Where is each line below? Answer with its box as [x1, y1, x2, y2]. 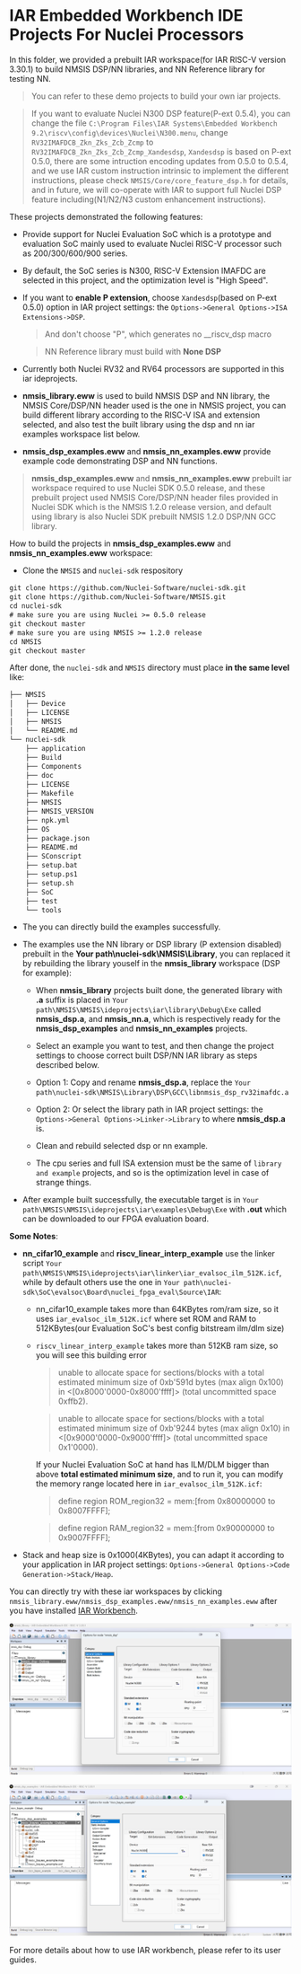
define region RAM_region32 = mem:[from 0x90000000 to [57, 1522, 275, 1533]
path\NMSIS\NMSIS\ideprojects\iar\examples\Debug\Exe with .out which [21, 1203, 287, 1214]
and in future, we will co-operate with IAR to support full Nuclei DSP [30, 184, 282, 195]
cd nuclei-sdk [9, 601, 63, 611]
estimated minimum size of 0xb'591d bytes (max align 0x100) [57, 1376, 284, 1388]
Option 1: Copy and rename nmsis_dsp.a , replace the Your [35, 1077, 251, 1088]
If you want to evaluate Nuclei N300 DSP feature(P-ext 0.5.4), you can [30, 108, 291, 119]
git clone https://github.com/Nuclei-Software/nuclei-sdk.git [9, 583, 246, 593]
